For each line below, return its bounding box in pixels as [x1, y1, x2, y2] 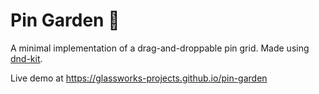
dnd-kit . [10, 52, 43, 64]
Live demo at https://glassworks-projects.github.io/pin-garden [10, 72, 268, 84]
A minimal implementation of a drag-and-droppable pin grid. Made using [10, 42, 310, 54]
